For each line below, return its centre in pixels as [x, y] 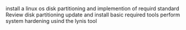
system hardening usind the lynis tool [51, 21]
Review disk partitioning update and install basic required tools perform [93, 15]
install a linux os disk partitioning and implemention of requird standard [92, 9]
